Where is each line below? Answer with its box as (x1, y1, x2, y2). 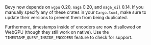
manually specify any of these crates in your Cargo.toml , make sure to (5, 9, 147, 15)
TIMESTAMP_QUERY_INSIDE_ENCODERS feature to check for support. (5, 34, 133, 40)
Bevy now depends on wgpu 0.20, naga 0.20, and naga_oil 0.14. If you (5, 4, 144, 10)
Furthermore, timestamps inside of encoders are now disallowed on (5, 24, 142, 30)
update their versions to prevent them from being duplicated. (5, 15, 128, 20)
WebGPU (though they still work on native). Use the (5, 29, 109, 35)
